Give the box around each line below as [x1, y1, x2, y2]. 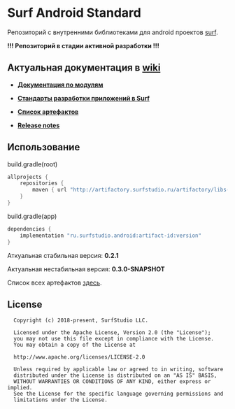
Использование [7, 141, 80, 153]
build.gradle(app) [7, 212, 57, 220]
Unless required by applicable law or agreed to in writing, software [13, 366, 224, 373]
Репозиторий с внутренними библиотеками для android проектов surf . [7, 28, 218, 36]
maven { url [32, 187, 68, 194]
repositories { [20, 180, 64, 187]
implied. [7, 385, 33, 392]
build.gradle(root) [7, 159, 58, 168]
